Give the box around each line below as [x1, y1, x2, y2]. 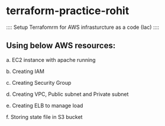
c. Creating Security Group [6, 79, 72, 86]
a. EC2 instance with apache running [6, 56, 96, 63]
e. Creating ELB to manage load [6, 102, 83, 109]
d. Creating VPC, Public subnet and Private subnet [6, 90, 129, 98]
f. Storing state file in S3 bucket [6, 113, 83, 120]
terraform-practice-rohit [6, 4, 130, 18]
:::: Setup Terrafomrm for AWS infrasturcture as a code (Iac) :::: [6, 24, 160, 31]
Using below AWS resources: [6, 41, 116, 51]
